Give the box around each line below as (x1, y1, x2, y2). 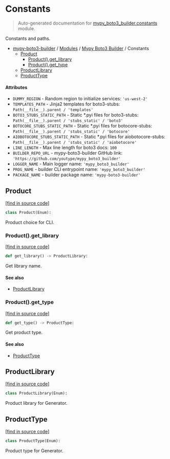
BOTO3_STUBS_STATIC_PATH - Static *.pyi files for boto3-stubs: (12, 112, 139, 118)
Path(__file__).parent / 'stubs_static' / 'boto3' (12, 118, 123, 123)
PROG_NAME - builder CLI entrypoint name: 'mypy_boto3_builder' (12, 166, 146, 172)
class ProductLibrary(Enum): (5, 391, 68, 396)
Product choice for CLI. (5, 219, 55, 225)
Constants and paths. (5, 35, 51, 41)
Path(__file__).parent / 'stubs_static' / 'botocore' (12, 129, 130, 135)
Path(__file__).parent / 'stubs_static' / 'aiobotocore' (12, 140, 137, 145)
